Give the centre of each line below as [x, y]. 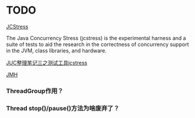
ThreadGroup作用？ [35, 91]
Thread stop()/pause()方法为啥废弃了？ [63, 108]
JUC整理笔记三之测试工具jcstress [47, 63]
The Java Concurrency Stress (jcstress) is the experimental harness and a [96, 38]
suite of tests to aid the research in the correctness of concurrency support [97, 44]
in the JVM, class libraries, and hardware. [57, 50]
